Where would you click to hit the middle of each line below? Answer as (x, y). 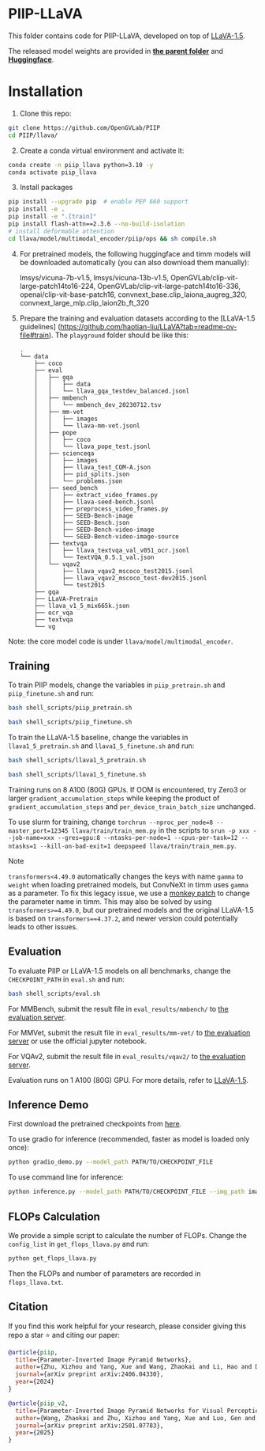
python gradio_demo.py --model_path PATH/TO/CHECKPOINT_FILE (111, 1162)
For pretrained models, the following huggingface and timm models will (135, 253)
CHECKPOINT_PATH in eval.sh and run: (66, 979)
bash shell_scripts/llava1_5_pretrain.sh (77, 761)
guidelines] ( (40, 326)
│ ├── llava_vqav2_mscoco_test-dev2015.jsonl (121, 578)
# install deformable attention (61, 231)
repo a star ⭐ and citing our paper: (64, 1335)
